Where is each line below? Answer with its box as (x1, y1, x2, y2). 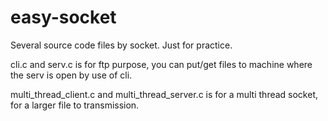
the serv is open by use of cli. (10, 69, 133, 81)
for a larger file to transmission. (10, 99, 140, 111)
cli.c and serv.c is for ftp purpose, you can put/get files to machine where (10, 58, 313, 70)
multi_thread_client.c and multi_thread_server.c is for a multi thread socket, (10, 88, 319, 100)
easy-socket (10, 6, 117, 29)
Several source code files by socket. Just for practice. (10, 39, 233, 51)
